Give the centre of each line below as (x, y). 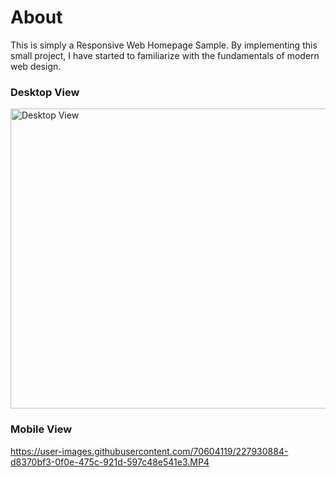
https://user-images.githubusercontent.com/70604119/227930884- (149, 451)
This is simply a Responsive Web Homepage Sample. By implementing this (164, 45)
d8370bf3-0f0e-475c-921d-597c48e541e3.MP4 (110, 462)
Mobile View (41, 429)
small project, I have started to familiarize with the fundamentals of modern (165, 55)
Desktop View (45, 92)
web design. (36, 66)
